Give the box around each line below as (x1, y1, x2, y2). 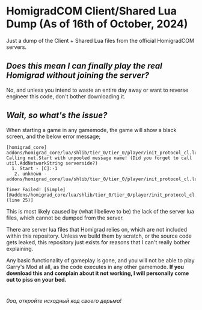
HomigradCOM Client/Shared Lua (6, 4, 177, 18)
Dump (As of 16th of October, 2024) (6, 17, 188, 31)
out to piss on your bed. (6, 276, 67, 283)
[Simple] (44, 186, 66, 192)
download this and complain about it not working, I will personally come (6, 270, 189, 277)
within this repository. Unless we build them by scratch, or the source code (6, 232, 192, 239)
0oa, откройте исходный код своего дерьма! (6, 297, 122, 304)
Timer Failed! (6, 186, 42, 192)
